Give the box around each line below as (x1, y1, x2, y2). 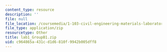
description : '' (5, 12, 39, 17)
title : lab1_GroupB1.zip (5, 35, 57, 40)
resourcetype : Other (5, 30, 48, 35)
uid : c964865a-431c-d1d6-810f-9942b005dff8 (5, 40, 97, 45)
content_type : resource (5, 7, 55, 12)
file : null (5, 16, 28, 21)
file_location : (5, 21, 37, 26)
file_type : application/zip (5, 26, 64, 31)
